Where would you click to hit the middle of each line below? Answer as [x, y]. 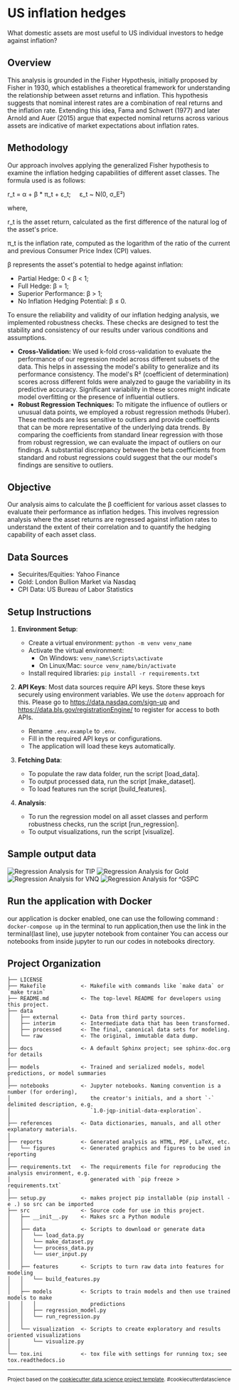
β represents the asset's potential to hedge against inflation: [95, 264]
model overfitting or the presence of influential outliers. [99, 396]
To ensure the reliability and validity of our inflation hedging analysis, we [113, 314]
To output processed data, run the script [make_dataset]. [112, 781]
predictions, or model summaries [57, 1074]
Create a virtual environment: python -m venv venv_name [110, 643]
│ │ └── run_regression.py [54, 1317]
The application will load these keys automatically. [102, 746]
